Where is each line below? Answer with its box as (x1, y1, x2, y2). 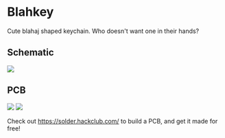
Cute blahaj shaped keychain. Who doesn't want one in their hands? (7, 27, 200, 35)
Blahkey (7, 4, 54, 20)
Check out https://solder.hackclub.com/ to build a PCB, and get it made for (7, 117, 218, 125)
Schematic (7, 47, 54, 58)
